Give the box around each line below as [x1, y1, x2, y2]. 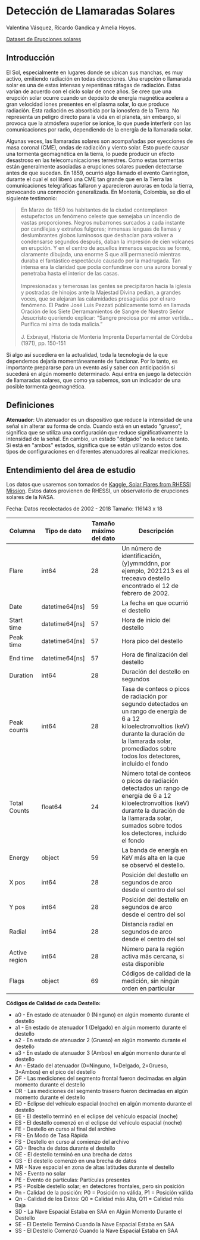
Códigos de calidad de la [121, 969, 191, 978]
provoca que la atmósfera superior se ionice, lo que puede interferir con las [6, 120, 192, 127]
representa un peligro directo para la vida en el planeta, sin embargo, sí [6, 113, 181, 120]
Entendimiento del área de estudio [6, 465, 136, 475]
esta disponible [121, 960, 165, 968]
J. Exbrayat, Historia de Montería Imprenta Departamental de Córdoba [20, 333, 193, 340]
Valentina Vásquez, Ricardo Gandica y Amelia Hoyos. [6, 24, 136, 31]
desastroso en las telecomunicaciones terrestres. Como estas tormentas [6, 157, 185, 164]
